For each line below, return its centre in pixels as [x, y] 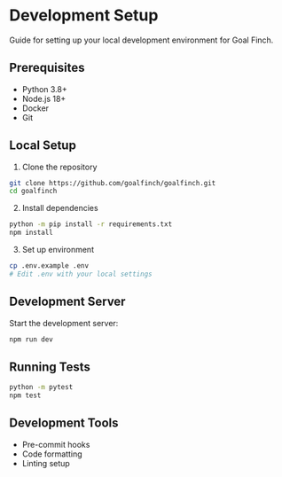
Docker [35, 108]
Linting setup [46, 463]
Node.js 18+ [44, 98]
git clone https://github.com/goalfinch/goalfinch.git [113, 183]
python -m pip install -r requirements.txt [91, 224]
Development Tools [64, 423]
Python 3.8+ [45, 89]
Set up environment [58, 250]
